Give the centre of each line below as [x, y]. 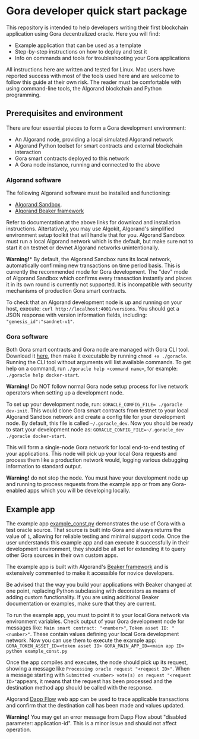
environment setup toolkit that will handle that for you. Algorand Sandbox [96, 235]
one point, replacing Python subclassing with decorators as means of [91, 591]
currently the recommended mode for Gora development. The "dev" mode [97, 272]
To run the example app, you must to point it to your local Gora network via [98, 615]
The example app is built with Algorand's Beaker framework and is [87, 567]
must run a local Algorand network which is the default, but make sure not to [100, 242]
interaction [28, 152]
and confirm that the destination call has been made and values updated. [96, 706]
